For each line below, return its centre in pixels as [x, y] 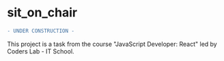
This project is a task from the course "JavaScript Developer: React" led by [112, 44]
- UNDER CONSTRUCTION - [41, 31]
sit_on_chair [42, 13]
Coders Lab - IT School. [41, 51]
